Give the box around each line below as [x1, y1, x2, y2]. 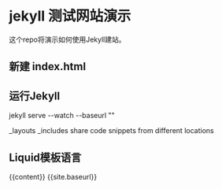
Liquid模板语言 [9, 150, 82, 164]
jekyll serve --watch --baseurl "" [9, 111, 115, 120]
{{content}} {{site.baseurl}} [9, 172, 98, 181]
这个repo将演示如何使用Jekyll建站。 [9, 35, 126, 44]
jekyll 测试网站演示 [9, 7, 131, 25]
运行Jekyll [9, 89, 61, 102]
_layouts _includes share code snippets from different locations [9, 126, 215, 135]
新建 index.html [9, 60, 86, 73]
